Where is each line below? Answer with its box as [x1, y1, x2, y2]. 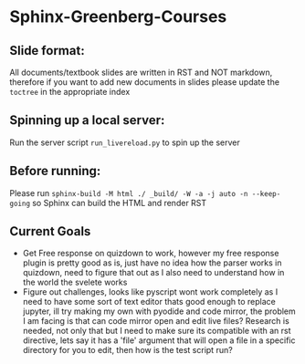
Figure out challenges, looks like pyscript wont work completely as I [22, 286, 279, 297]
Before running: [9, 163, 101, 179]
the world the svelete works [22, 276, 128, 288]
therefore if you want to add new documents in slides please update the [9, 77, 280, 88]
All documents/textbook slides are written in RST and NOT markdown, [9, 67, 273, 78]
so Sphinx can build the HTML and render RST [31, 197, 207, 208]
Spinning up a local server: [9, 112, 165, 129]
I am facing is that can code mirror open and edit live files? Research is [22, 316, 289, 327]
